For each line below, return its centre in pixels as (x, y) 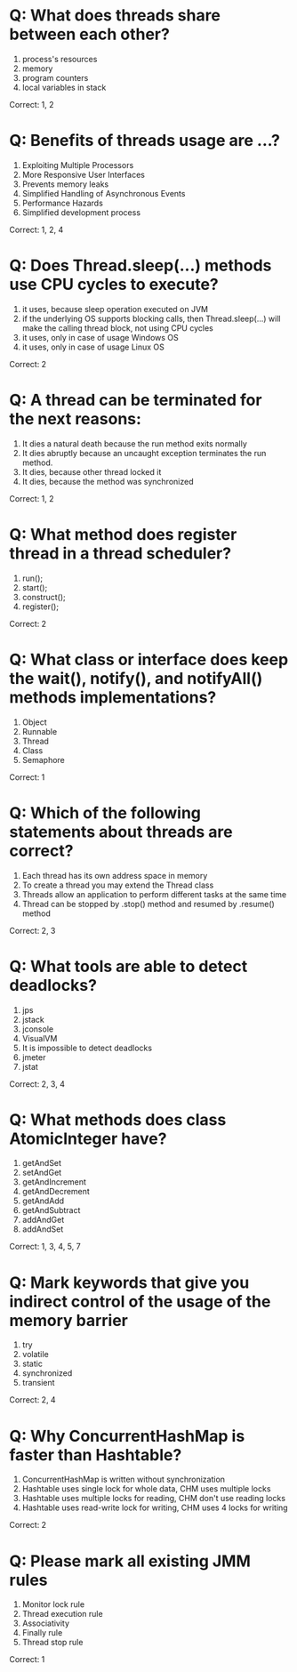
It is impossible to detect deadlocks (87, 1048)
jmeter (34, 1057)
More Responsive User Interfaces (83, 174)
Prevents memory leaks (65, 184)
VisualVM (40, 1038)
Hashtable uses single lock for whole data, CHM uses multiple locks (146, 1489)
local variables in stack (64, 87)
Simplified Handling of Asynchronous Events (104, 193)
